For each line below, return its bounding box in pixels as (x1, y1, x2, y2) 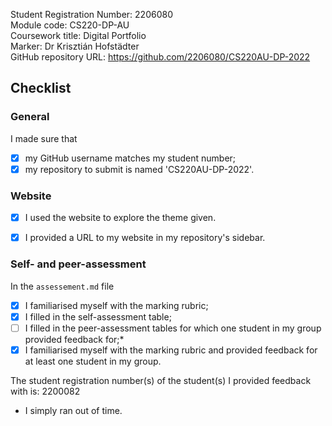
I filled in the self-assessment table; (24, 310, 172, 323)
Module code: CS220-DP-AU (10, 19, 130, 31)
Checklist (10, 80, 72, 97)
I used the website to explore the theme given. (24, 212, 217, 224)
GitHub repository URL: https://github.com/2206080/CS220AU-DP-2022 (10, 51, 311, 63)
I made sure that (10, 132, 78, 144)
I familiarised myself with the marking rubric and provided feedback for (24, 344, 318, 356)
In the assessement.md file (10, 280, 115, 292)
